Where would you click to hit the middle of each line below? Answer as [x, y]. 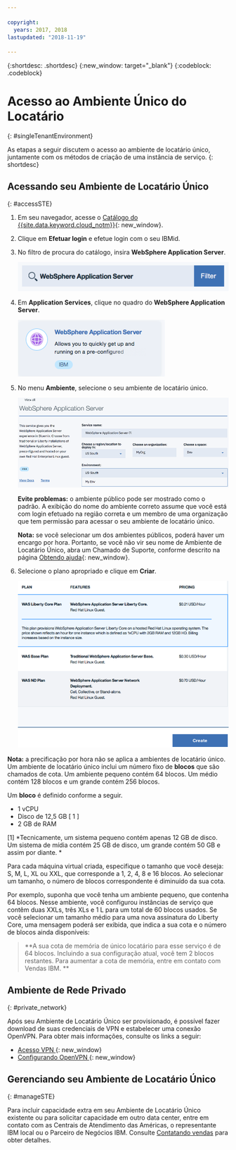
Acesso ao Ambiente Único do [97, 101]
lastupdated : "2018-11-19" [47, 37]
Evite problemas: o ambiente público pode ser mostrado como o [111, 499]
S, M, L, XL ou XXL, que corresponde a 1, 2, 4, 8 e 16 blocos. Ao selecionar [115, 873]
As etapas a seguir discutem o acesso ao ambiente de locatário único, [109, 150]
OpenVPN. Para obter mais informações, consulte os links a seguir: [104, 1036]
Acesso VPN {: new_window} [60, 1049]
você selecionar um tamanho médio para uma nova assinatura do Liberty [113, 917]
